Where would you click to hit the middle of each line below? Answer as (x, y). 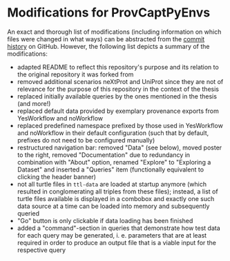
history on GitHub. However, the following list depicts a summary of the (108, 46)
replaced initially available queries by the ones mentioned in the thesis (117, 96)
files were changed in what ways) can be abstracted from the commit (106, 39)
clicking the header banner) (57, 176)
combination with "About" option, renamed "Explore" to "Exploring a (114, 162)
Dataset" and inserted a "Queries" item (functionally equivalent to (111, 169)
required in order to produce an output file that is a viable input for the (116, 242)
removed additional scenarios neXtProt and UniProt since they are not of (120, 81)
